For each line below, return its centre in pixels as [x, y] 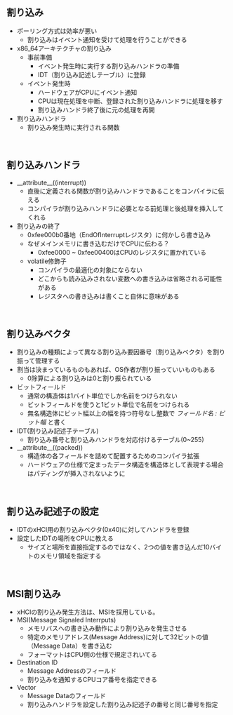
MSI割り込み [34, 594]
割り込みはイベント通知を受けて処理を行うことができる [107, 39]
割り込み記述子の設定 [53, 511]
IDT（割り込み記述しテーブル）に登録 [92, 74]
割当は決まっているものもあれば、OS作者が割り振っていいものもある [116, 370]
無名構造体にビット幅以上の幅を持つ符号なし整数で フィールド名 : [122, 413]
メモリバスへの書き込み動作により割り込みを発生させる [107, 628]
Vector [26, 688]
